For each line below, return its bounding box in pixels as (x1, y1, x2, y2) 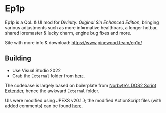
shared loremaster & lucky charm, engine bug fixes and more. (5, 30, 132, 36)
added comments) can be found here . (5, 103, 83, 109)
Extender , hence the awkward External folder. (5, 88, 99, 94)
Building (5, 54, 31, 63)
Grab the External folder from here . (12, 73, 85, 79)
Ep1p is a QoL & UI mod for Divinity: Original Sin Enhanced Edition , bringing (5, 19, 159, 25)
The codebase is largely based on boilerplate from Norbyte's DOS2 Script (5, 82, 157, 88)
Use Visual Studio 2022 (12, 67, 61, 73)
